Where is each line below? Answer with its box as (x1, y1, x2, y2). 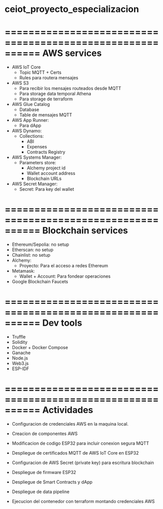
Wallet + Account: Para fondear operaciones (19, 273, 111, 279)
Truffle (11, 334, 26, 340)
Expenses (26, 144, 47, 150)
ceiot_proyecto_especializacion (4, 3, 139, 15)
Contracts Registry (26, 149, 66, 155)
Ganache (11, 350, 31, 356)
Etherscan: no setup (11, 247, 53, 253)
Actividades (42, 405, 93, 416)
